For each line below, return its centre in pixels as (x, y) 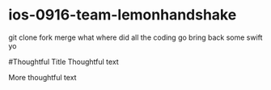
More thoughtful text (42, 77)
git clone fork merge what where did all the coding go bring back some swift (135, 37)
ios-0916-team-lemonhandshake (123, 15)
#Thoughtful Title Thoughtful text (64, 62)
